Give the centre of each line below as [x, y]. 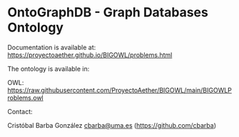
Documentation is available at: [52, 47]
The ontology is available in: [49, 68]
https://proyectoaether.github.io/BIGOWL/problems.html [90, 55]
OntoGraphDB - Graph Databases [108, 12]
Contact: [20, 111]
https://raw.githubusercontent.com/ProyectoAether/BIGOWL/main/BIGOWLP [119, 90]
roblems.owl [26, 98]
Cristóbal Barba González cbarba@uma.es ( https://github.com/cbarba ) [112, 125]
